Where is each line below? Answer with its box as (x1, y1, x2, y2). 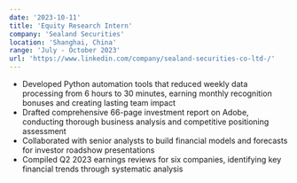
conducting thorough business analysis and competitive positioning (21, 116, 270, 127)
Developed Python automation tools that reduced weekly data (21, 79, 248, 89)
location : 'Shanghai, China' (9, 37, 117, 47)
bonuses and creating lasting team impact (21, 98, 176, 107)
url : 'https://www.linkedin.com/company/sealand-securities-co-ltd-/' (9, 54, 276, 63)
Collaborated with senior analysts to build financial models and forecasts (21, 135, 288, 146)
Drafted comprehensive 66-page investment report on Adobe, (21, 107, 250, 117)
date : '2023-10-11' (9, 12, 82, 22)
